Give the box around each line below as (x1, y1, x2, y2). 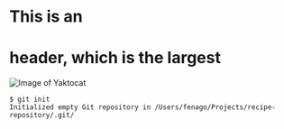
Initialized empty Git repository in (9, 103, 151, 112)
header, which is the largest (9, 48, 221, 69)
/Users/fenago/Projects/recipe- (154, 103, 277, 112)
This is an (9, 6, 83, 27)
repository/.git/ (9, 111, 75, 120)
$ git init (9, 95, 50, 105)
